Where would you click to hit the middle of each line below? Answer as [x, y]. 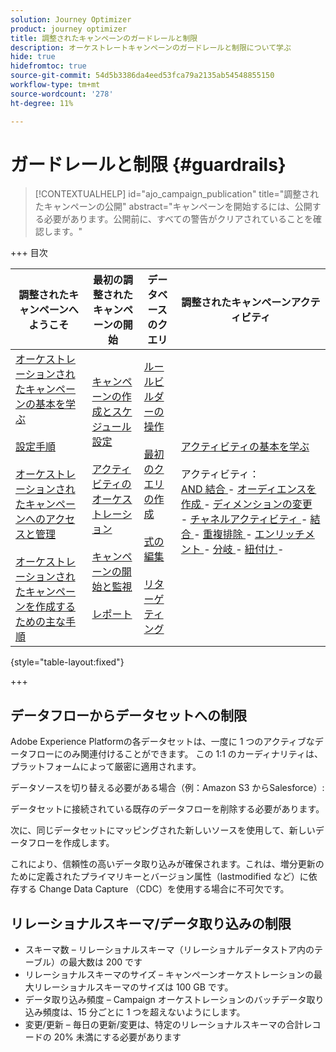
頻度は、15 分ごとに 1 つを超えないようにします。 [144, 1012]
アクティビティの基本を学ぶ [245, 447]
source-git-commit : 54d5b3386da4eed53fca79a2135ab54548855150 [142, 76]
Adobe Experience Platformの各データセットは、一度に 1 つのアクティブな [162, 742]
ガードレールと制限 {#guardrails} [148, 164]
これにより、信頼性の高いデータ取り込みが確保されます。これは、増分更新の [167, 864]
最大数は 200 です [105, 962]
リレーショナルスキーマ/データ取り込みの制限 [151, 923]
